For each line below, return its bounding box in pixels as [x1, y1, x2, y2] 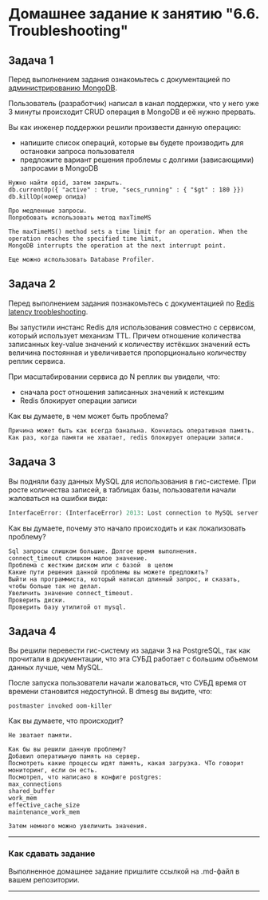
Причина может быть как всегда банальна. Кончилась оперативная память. [8, 426, 255, 435]
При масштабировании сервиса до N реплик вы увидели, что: [8, 372, 221, 381]
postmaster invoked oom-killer [8, 702, 112, 710]
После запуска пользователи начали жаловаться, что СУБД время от [8, 678, 247, 688]
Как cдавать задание [8, 848, 96, 859]
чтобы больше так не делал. [8, 582, 102, 590]
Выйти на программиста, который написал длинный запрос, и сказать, [8, 575, 241, 583]
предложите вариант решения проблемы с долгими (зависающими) [19, 155, 254, 164]
